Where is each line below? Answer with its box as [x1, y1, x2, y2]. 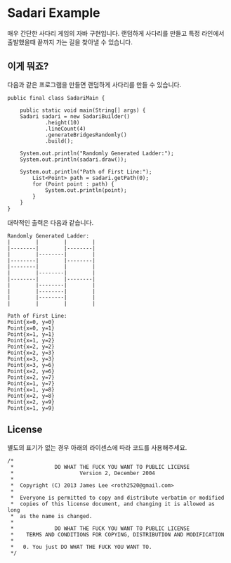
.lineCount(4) [44, 125, 86, 132]
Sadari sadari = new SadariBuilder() [20, 112, 131, 120]
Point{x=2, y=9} [7, 399, 55, 406]
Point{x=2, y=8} [7, 392, 55, 399]
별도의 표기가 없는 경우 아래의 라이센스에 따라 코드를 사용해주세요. [7, 443, 187, 451]
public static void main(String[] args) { [20, 107, 146, 114]
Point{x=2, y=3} [7, 349, 55, 356]
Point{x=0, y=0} [7, 318, 55, 325]
